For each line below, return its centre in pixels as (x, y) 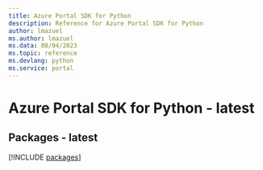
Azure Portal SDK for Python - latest (132, 108)
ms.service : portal (41, 68)
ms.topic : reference (43, 53)
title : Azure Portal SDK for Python (70, 16)
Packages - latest (53, 138)
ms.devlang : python (41, 61)
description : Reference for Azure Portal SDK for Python (106, 23)
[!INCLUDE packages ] (45, 157)
